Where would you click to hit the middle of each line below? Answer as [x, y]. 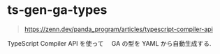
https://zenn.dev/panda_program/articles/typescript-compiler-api [118, 29]
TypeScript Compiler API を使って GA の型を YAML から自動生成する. [109, 43]
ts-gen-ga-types [57, 10]
